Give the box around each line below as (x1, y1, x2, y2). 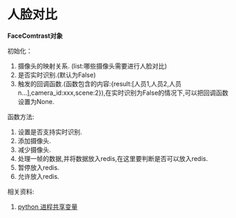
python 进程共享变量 (17, 202, 78, 211)
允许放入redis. (17, 172, 60, 180)
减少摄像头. (17, 145, 51, 154)
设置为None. (17, 97, 55, 105)
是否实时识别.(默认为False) (17, 71, 96, 79)
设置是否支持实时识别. (17, 128, 82, 136)
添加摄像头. (17, 136, 51, 145)
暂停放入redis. (17, 163, 60, 172)
